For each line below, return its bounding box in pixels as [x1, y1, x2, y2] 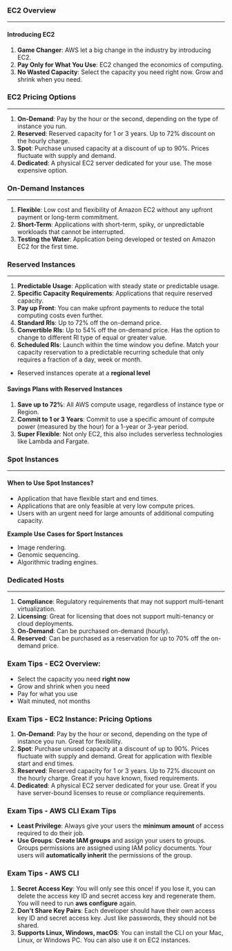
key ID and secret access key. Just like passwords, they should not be [17, 914, 217, 922]
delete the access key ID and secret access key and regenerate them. [17, 891, 216, 900]
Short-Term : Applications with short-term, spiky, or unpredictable [17, 220, 205, 229]
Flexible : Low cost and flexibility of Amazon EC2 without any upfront [17, 206, 213, 214]
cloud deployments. [17, 619, 74, 628]
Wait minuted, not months [17, 697, 91, 705]
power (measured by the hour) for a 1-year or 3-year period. [17, 422, 188, 431]
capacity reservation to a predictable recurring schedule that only [17, 348, 204, 357]
